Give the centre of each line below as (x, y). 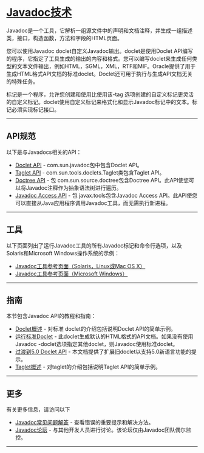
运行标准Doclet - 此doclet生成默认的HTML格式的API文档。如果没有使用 (104, 337)
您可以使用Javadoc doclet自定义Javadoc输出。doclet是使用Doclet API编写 (100, 51)
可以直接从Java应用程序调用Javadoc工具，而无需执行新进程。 (93, 203)
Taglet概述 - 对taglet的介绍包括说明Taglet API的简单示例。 (88, 367)
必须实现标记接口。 (35, 109)
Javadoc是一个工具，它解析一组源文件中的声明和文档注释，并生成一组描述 (100, 30)
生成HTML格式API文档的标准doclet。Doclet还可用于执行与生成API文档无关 (100, 74)
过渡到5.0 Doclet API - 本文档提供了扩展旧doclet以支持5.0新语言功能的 (103, 352)
